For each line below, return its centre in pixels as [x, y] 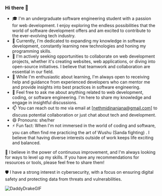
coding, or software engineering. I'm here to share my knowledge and [81, 98]
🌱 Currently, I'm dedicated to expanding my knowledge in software [79, 41]
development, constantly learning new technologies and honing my [79, 46]
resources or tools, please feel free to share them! [55, 163]
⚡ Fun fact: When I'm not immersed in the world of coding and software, [84, 126]
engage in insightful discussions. [45, 103]
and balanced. [26, 143]
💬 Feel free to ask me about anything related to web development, [78, 92]
